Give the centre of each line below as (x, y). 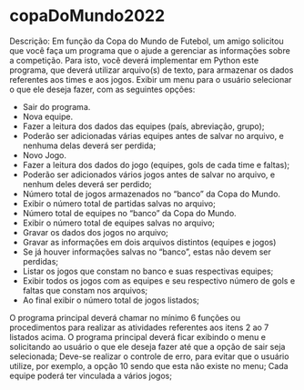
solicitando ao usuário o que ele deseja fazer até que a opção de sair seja (147, 346)
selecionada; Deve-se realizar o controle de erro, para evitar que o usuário (149, 356)
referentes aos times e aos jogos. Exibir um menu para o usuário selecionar (151, 79)
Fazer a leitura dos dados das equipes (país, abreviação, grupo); (143, 126)
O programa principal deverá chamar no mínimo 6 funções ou (125, 317)
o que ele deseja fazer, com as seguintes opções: (102, 89)
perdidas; (41, 261)
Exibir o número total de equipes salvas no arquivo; (119, 223)
